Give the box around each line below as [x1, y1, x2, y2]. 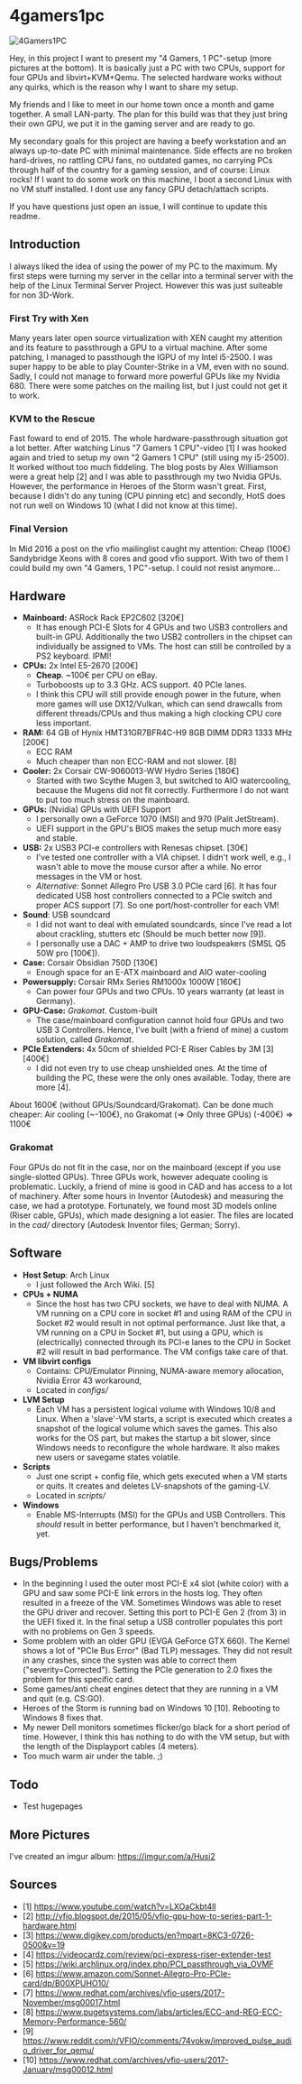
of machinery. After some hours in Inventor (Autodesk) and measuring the [9, 1190, 284, 1201]
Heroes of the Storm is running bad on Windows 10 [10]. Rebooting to [22, 1702, 281, 1714]
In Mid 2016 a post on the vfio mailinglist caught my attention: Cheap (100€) [9, 543, 291, 554]
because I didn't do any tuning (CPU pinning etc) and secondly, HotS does [9, 491, 286, 502]
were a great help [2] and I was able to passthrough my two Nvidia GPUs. [9, 471, 282, 483]
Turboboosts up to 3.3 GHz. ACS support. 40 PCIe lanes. [35, 679, 248, 690]
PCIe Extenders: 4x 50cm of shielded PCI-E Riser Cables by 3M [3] [22, 1044, 274, 1055]
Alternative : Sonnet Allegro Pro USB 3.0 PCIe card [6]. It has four [35, 881, 278, 891]
